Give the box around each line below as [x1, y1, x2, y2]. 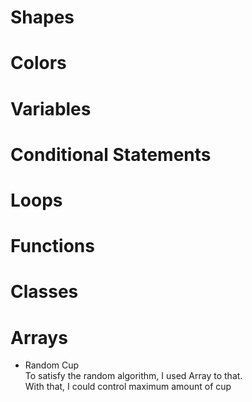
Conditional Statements [10, 143, 212, 166]
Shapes [10, 6, 75, 29]
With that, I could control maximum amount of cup [24, 381, 232, 393]
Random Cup [24, 359, 80, 371]
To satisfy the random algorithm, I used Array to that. [24, 370, 243, 382]
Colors [10, 52, 67, 75]
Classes [10, 281, 79, 303]
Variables [10, 97, 92, 120]
